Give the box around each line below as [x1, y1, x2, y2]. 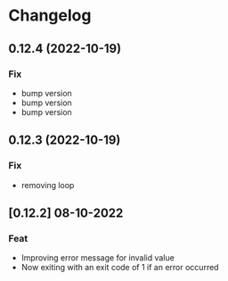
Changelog [8, 5, 92, 26]
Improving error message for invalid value [20, 252, 175, 263]
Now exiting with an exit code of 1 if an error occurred [20, 262, 219, 273]
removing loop [20, 179, 75, 190]
